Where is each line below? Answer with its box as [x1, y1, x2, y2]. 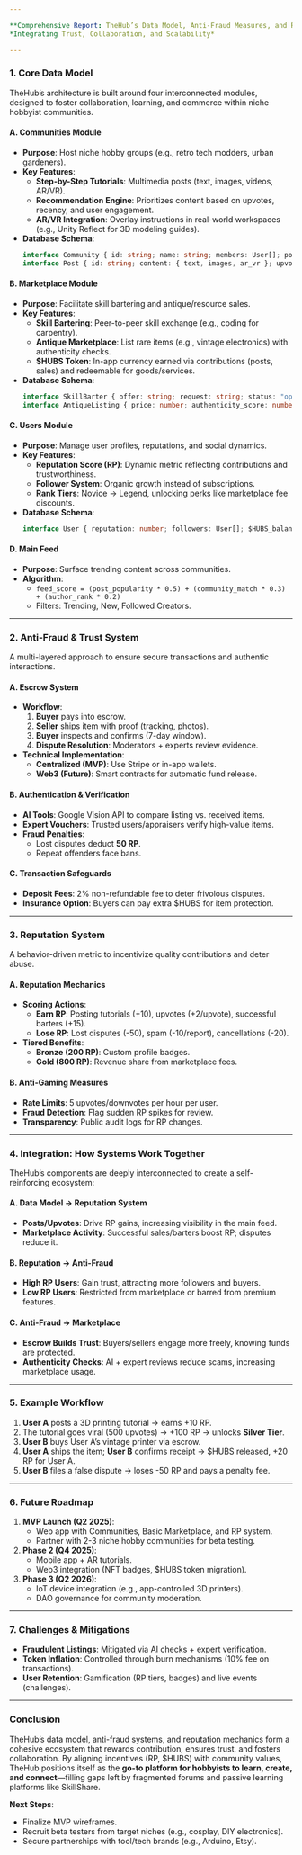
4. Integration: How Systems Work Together [9, 1147, 205, 1160]
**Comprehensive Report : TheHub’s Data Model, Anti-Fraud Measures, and [9, 21, 288, 30]
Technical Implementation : [22, 749, 125, 760]
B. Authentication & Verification [9, 789, 130, 801]
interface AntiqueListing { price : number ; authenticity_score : [22, 400, 269, 409]
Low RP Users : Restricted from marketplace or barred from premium [22, 1287, 277, 1298]
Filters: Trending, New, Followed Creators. [35, 600, 191, 611]
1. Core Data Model [9, 67, 93, 79]
